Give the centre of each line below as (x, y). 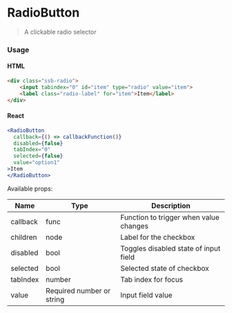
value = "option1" (37, 163)
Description (171, 205)
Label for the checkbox (158, 237)
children (24, 237)
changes (134, 226)
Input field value (146, 295)
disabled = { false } (38, 143)
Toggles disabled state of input (171, 248)
